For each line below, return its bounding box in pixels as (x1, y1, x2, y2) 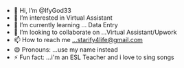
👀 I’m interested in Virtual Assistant (13, 14, 113, 22)
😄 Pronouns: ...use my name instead (13, 46, 118, 54)
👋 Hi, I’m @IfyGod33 (13, 7, 72, 14)
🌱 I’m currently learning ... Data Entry (13, 21, 118, 29)
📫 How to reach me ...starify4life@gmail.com (13, 36, 143, 44)
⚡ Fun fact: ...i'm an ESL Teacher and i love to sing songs (13, 53, 175, 61)
